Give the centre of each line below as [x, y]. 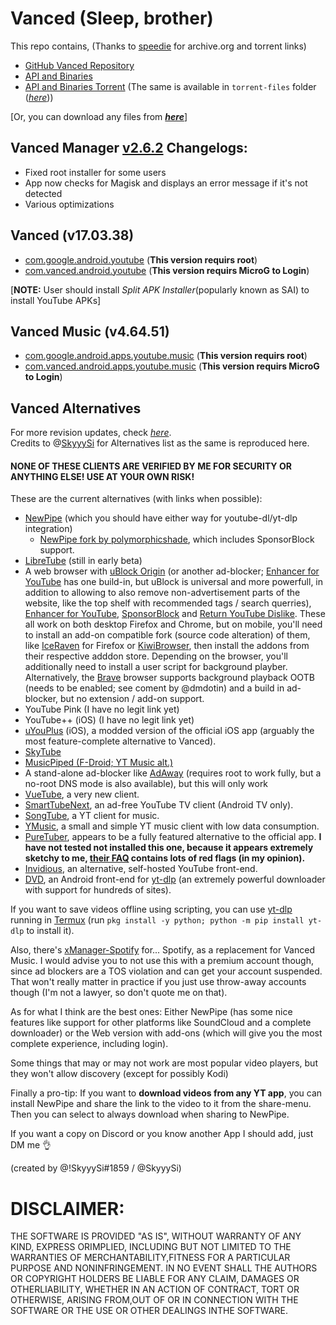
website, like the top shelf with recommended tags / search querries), [168, 603]
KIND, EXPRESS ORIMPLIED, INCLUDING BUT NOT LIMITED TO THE [151, 1247]
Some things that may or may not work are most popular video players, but [164, 1063]
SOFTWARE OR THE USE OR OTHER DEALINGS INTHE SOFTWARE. [149, 1311]
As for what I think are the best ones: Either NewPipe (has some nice [151, 1012]
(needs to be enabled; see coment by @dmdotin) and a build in [154, 688]
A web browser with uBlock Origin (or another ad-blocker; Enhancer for [172, 571]
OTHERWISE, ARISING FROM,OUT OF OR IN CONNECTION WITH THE [154, 1300]
